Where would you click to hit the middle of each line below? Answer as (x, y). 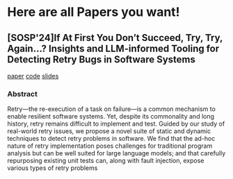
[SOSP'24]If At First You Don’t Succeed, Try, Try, (115, 38)
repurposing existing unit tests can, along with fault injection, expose (106, 161)
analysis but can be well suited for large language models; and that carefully (116, 153)
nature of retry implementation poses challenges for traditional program (110, 146)
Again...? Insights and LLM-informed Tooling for (113, 48)
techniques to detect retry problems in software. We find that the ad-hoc (111, 139)
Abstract (23, 94)
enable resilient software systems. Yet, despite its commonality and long (111, 117)
